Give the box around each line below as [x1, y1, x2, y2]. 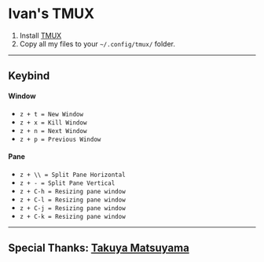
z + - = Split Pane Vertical [19, 179, 115, 187]
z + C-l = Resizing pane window [19, 196, 126, 204]
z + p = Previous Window [19, 135, 101, 143]
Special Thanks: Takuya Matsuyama [8, 242, 190, 255]
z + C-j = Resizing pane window [19, 204, 126, 212]
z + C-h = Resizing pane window [19, 187, 126, 195]
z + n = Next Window [19, 127, 87, 135]
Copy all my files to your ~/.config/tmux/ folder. [19, 39, 175, 48]
